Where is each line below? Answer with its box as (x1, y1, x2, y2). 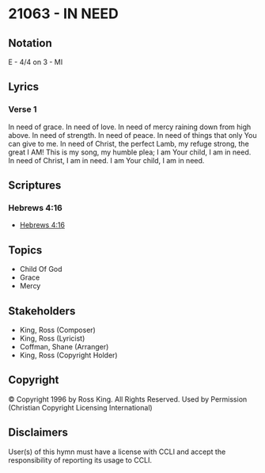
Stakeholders (8, 304, 76, 318)
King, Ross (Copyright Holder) (19, 350, 118, 360)
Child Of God (19, 265, 62, 274)
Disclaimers (8, 425, 69, 440)
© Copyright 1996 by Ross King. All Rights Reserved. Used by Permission (8, 394, 248, 404)
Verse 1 (8, 104, 37, 115)
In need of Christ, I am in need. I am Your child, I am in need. (8, 155, 205, 165)
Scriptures (8, 179, 62, 193)
